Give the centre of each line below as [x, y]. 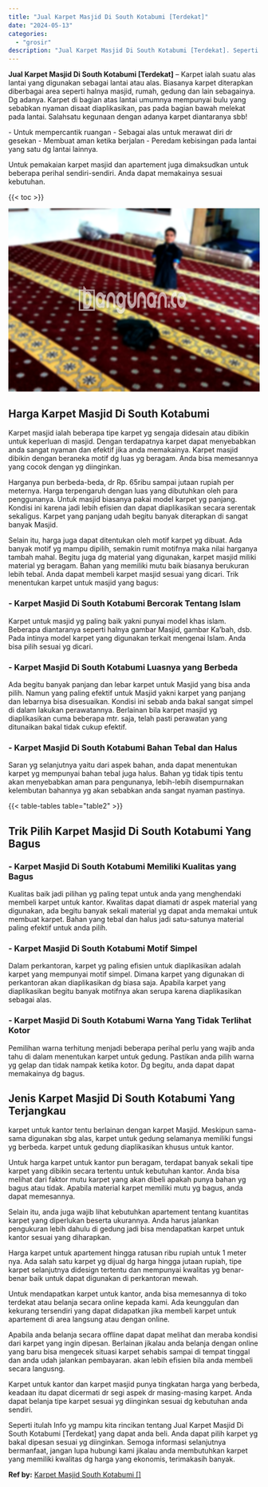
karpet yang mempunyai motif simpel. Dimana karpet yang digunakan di [126, 974]
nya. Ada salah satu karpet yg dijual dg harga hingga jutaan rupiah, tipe [125, 1262]
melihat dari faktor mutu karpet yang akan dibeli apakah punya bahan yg [127, 1179]
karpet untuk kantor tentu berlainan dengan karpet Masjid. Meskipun [121, 1130]
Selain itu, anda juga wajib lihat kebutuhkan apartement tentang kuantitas [128, 1212]
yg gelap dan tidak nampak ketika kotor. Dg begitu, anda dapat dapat [122, 1065]
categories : [28, 34]
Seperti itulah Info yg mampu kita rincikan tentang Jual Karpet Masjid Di [126, 1425]
